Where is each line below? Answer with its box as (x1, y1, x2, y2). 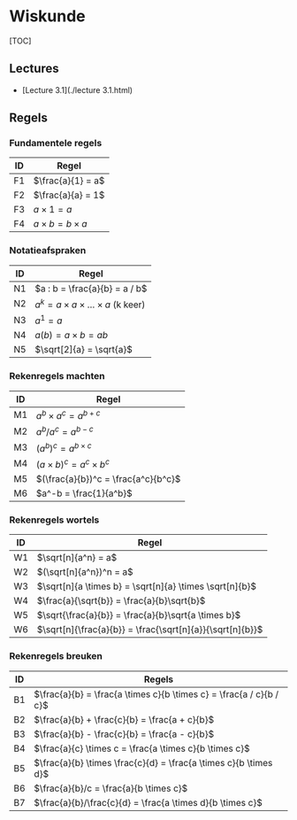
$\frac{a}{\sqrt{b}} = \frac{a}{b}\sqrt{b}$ (36, 595, 206, 607)
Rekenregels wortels (9, 514, 100, 526)
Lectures (9, 61, 59, 76)
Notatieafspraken (9, 244, 87, 257)
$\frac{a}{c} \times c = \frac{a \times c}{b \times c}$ (34, 742, 250, 754)
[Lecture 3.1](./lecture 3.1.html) (21, 84, 133, 95)
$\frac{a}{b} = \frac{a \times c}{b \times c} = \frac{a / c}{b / (34, 688, 279, 700)
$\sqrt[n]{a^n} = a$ (36, 552, 118, 564)
